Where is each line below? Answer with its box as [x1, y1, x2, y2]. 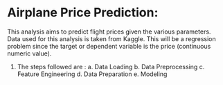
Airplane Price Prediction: [7, 5, 159, 21]
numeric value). [7, 49, 52, 58]
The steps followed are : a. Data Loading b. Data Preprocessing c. [17, 62, 205, 71]
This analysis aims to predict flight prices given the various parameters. [7, 27, 211, 36]
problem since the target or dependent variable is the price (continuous [7, 42, 211, 50]
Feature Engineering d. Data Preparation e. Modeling [17, 70, 168, 78]
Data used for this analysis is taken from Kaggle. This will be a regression [7, 34, 216, 42]
